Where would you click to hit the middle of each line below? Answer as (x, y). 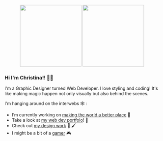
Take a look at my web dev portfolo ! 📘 (50, 120)
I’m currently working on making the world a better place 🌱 (71, 115)
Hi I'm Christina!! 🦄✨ (29, 77)
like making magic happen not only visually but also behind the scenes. (77, 94)
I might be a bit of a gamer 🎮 (41, 133)
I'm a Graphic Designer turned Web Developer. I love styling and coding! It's (81, 88)
